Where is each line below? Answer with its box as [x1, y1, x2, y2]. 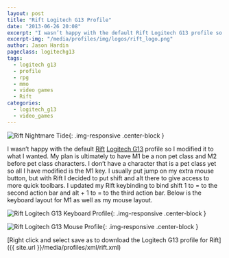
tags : [7, 55, 23, 62]
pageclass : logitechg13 [7, 49, 75, 56]
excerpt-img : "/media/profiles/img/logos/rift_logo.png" [7, 36, 173, 43]
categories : [7, 100, 41, 107]
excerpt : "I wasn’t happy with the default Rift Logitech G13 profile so [7, 29, 223, 36]
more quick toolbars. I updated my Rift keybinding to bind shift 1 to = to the [7, 181, 218, 189]
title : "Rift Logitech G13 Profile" [7, 17, 112, 23]
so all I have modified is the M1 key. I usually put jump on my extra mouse [7, 166, 215, 175]
